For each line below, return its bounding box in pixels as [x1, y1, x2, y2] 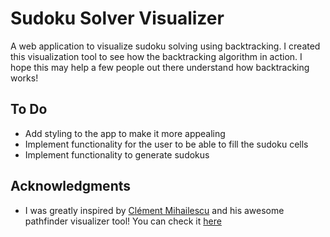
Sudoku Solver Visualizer [10, 7, 225, 30]
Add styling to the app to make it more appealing [24, 127, 226, 139]
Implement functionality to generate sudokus [24, 148, 210, 161]
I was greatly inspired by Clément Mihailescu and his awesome [24, 204, 285, 216]
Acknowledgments [10, 178, 132, 195]
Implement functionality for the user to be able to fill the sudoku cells [24, 138, 309, 150]
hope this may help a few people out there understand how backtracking [10, 61, 310, 73]
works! [10, 72, 39, 84]
